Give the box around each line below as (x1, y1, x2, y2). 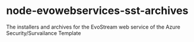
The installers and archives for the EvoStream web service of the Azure (6, 23, 181, 30)
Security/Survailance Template (6, 29, 81, 36)
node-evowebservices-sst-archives (6, 4, 189, 17)
